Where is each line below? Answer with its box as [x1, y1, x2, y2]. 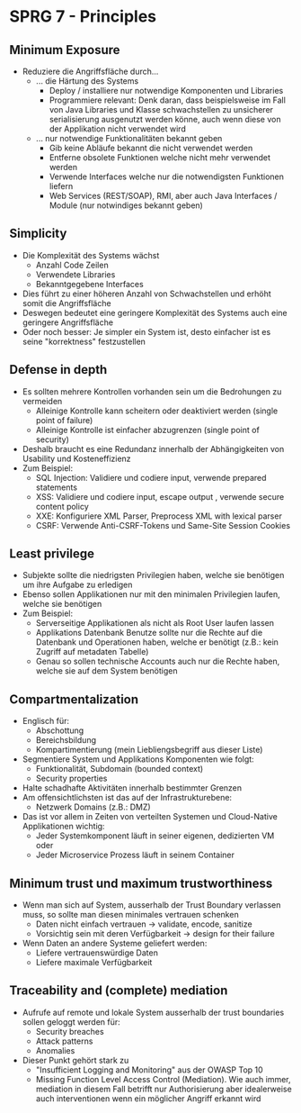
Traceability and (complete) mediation [9, 983, 228, 999]
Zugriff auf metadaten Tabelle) [35, 647, 149, 657]
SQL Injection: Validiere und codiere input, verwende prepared [35, 472, 267, 483]
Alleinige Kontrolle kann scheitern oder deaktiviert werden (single [35, 405, 279, 416]
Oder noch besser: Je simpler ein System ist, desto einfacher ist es [22, 326, 271, 337]
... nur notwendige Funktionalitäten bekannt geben [35, 133, 223, 143]
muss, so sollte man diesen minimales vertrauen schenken [22, 909, 240, 920]
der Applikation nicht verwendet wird [49, 123, 186, 134]
